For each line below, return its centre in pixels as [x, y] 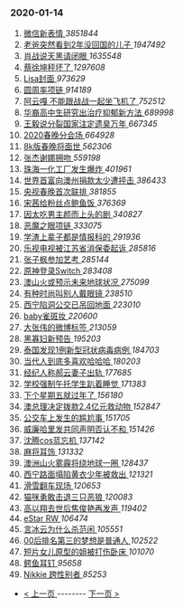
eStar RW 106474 [55, 518]
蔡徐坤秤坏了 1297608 [64, 67]
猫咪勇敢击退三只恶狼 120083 [78, 497]
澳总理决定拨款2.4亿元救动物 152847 [91, 407]
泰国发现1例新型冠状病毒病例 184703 [91, 350]
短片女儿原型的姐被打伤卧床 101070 [89, 552]
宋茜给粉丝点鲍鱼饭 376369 [74, 203]
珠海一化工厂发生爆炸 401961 [77, 169]
